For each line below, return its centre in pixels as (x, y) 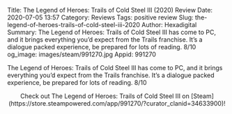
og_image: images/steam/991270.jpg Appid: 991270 (82, 54)
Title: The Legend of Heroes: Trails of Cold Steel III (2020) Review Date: (110, 10)
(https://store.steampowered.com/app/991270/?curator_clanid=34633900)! (117, 103)
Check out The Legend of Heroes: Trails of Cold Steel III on (105, 96)
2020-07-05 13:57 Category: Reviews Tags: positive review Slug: (100, 17)
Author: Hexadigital (169, 25)
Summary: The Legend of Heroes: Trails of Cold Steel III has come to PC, (112, 32)
